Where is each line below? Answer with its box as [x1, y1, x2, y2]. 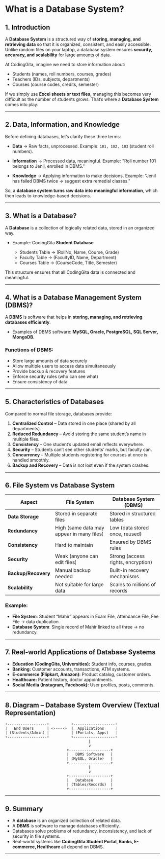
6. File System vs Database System [5, 481, 115, 489]
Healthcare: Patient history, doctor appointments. [12, 677, 113, 683]
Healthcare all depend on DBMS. [37, 844, 104, 850]
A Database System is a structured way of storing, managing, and [5, 36, 141, 42]
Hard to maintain [55, 542, 93, 549]
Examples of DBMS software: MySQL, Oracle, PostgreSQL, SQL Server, [12, 329, 158, 335]
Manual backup [55, 567, 91, 574]
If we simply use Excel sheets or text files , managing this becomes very [5, 91, 151, 97]
